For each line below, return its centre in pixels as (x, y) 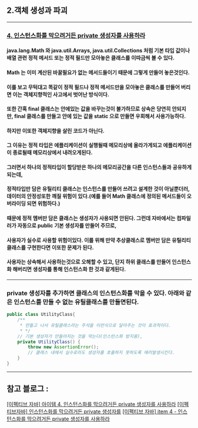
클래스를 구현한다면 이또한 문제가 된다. (50, 247)
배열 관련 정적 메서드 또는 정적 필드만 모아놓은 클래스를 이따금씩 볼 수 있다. (91, 58)
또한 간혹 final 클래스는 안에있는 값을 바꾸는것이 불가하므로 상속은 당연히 (89, 109)
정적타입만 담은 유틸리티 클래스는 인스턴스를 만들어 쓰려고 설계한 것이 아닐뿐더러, (98, 189)
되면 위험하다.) (43, 204)
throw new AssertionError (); (63, 347)
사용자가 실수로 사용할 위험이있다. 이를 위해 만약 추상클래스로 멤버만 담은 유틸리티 (99, 240)
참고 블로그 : (28, 389)
